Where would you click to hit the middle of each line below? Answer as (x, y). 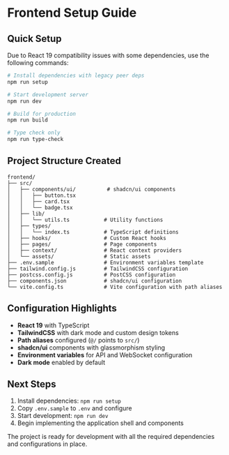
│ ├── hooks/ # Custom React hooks (87, 238)
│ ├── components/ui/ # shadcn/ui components (92, 189)
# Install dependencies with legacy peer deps (76, 75)
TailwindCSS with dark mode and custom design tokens (98, 332)
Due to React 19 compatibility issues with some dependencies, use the (108, 55)
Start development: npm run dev (63, 416)
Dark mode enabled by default (61, 362)
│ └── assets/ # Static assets (79, 256)
